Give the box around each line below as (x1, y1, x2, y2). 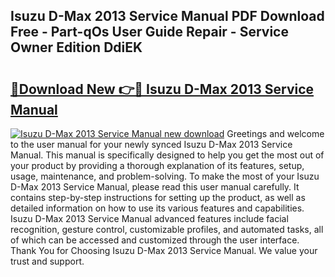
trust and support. (10, 255, 85, 267)
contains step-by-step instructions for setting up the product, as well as (10, 192, 306, 203)
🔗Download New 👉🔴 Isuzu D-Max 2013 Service (10, 80, 315, 98)
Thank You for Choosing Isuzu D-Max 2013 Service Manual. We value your (10, 245, 318, 256)
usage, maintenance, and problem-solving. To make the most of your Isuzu (10, 170, 320, 182)
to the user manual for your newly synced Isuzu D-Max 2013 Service (10, 139, 293, 150)
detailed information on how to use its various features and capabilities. (10, 202, 305, 214)
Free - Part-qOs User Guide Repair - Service (10, 24, 289, 41)
